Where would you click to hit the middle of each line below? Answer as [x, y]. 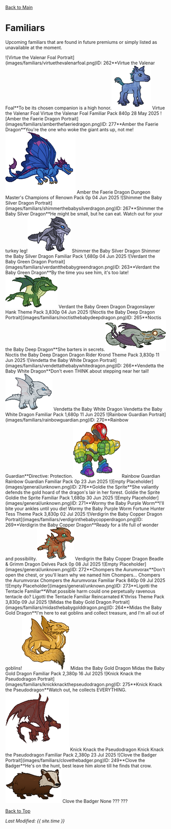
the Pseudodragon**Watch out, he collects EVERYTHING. [66, 690]
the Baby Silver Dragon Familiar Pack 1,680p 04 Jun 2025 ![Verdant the [80, 256]
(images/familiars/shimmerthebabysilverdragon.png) [61, 208]
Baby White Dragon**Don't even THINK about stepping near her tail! [77, 371]
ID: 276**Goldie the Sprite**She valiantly [115, 486]
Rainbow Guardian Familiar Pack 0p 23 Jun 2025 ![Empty [66, 481]
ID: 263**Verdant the [137, 267]
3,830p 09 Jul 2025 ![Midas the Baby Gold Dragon [58, 602]
